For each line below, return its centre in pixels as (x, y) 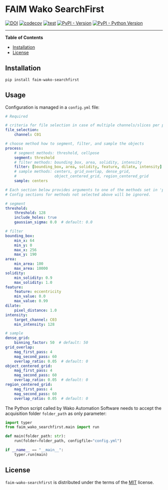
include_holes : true (35, 218)
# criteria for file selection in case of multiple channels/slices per (82, 125)
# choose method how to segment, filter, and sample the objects (74, 144)
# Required (16, 116)
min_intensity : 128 (34, 324)
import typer (19, 422)
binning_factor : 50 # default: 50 (51, 343)
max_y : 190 (25, 255)
